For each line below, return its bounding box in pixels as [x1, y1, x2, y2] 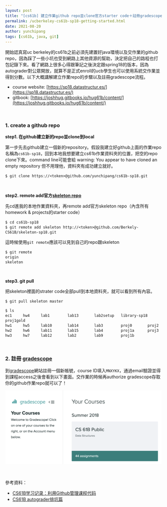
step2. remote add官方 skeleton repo [5, 193, 82, 199]
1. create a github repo [5, 122, 60, 129]
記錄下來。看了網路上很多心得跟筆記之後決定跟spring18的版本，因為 [9, 62, 149, 67]
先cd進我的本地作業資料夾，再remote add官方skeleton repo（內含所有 [5, 203, 149, 209]
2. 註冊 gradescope [5, 355, 52, 362]
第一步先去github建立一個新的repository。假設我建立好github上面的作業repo [5, 144, 162, 150]
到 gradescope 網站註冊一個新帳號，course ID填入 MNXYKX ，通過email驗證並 [5, 367, 157, 373]
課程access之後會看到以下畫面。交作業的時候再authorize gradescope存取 [9, 374, 161, 380]
